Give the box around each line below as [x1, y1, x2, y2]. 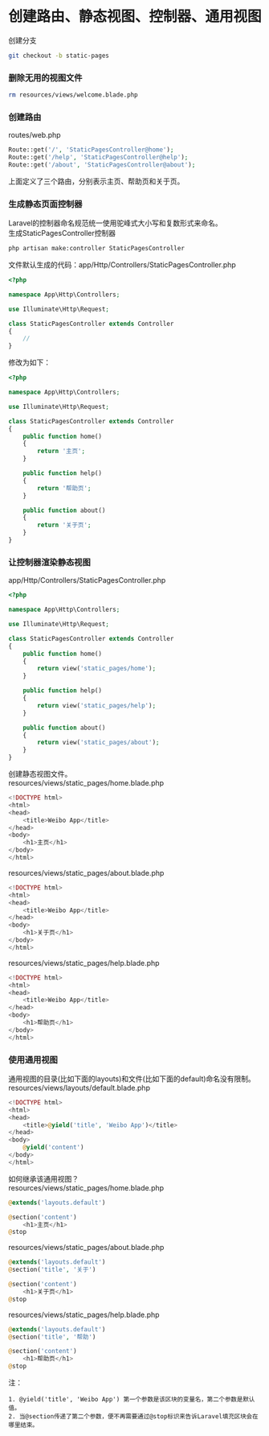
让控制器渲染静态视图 [8, 556, 91, 567]
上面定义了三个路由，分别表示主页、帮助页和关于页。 [8, 176, 185, 186]
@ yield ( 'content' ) [22, 1144, 84, 1152]
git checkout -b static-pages [8, 52, 110, 60]
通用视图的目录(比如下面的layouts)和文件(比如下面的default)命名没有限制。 [8, 1074, 255, 1083]
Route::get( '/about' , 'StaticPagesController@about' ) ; [8, 161, 196, 169]
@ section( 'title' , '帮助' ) [8, 1333, 96, 1341]
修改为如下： [8, 357, 51, 367]
